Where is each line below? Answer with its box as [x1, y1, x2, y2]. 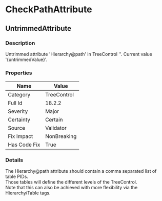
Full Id [8, 99, 23, 107]
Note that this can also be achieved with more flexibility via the [5, 185, 138, 191]
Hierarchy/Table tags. [5, 190, 51, 196]
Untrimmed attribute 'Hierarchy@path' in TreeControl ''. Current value [5, 51, 152, 57]
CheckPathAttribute [5, 4, 92, 15]
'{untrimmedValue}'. [5, 56, 48, 63]
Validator [45, 125, 67, 132]
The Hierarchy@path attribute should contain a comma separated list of [5, 168, 157, 174]
